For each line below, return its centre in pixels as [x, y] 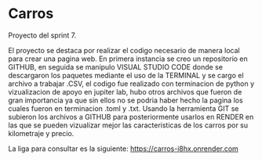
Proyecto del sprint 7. [42, 35]
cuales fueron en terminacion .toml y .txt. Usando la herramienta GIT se [124, 108]
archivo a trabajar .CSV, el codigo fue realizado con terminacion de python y [131, 84]
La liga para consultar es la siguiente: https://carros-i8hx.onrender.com [124, 148]
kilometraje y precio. [41, 133]
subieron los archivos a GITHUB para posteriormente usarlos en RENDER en [131, 116]
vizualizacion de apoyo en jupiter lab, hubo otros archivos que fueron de [125, 91]
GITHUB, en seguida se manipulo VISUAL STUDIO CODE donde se [116, 66]
